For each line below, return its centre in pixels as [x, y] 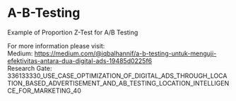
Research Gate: [30, 68]
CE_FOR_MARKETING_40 [44, 90]
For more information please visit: [56, 46]
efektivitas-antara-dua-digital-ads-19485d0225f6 [80, 60]
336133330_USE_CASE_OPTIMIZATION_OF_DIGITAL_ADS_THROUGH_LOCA [117, 76]
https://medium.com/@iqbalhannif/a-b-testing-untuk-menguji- [125, 53]
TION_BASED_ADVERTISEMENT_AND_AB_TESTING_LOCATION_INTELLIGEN [118, 83]
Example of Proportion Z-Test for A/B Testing [73, 32]
